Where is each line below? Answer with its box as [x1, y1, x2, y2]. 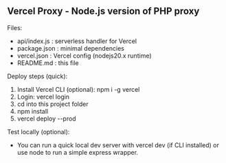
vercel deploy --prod [16, 114, 77, 123]
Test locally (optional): [7, 127, 70, 136]
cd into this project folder [16, 99, 89, 108]
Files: [7, 23, 23, 32]
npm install [16, 107, 49, 115]
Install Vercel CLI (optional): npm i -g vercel [16, 85, 140, 93]
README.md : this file [16, 58, 79, 67]
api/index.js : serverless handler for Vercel [16, 37, 137, 45]
